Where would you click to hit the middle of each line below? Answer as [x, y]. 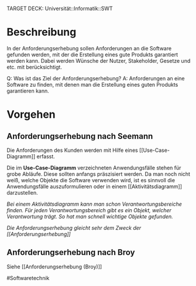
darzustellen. [22, 192]
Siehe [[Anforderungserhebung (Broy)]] [54, 267]
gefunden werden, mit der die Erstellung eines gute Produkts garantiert [92, 55]
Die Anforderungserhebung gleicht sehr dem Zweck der [74, 227]
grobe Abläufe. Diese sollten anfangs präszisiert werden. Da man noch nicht [99, 174]
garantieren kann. [28, 91]
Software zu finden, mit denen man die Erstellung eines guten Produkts [92, 84]
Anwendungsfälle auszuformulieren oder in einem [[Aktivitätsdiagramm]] [94, 186]
